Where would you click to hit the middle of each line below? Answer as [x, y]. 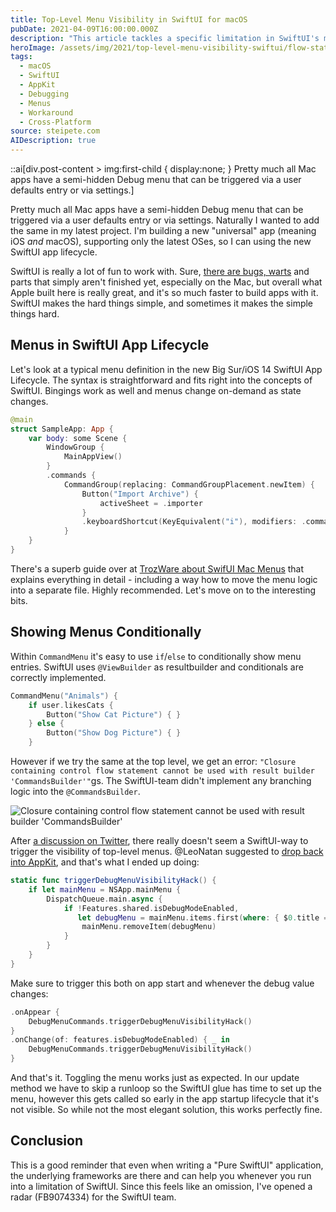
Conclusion [47, 1141]
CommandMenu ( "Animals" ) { [64, 696]
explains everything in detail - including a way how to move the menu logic [164, 579]
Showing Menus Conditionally [106, 632]
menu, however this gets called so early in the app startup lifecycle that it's [165, 1099]
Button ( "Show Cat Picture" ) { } [114, 714]
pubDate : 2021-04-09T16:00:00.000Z [84, 29]
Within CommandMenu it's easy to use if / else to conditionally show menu [156, 656]
